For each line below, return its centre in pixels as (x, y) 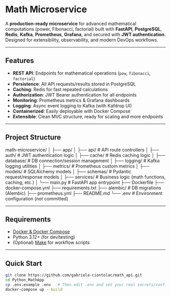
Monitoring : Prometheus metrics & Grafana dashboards (71, 100)
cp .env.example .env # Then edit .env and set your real (70, 285)
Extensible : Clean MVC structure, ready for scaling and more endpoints (88, 117)
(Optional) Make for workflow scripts (51, 243)
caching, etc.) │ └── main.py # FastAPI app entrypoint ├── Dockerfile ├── (85, 182)
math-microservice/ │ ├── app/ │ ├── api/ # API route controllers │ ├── (82, 150)
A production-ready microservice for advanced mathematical (71, 24)
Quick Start (24, 264)
